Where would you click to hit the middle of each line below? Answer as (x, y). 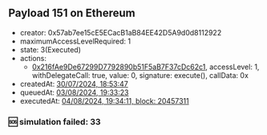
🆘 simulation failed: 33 (55, 121)
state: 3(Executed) (51, 49)
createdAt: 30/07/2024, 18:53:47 (74, 84)
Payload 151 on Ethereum (72, 13)
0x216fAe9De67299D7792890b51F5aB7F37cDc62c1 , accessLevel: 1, (146, 67)
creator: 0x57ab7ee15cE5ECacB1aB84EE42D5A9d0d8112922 (121, 32)
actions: (33, 58)
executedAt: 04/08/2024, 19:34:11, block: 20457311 (105, 100)
